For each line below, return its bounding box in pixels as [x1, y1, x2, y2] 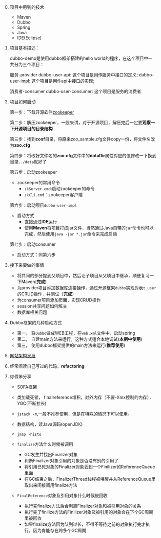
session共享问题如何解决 [17, 303, 67, 309]
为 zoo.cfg [9, 142, 30, 148]
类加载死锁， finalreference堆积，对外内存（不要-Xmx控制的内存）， [17, 395, 154, 400]
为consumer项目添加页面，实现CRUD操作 [17, 297, 101, 303]
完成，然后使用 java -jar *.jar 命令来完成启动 [24, 231, 117, 236]
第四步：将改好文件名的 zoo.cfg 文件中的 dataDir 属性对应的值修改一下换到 [9, 153, 157, 158]
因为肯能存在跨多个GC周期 [33, 528, 87, 533]
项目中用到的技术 [9, 4, 44, 10]
